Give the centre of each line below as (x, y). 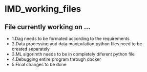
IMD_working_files (43, 9)
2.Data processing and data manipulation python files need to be (77, 44)
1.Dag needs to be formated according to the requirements (71, 38)
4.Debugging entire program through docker (56, 59)
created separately (31, 49)
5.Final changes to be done (39, 64)
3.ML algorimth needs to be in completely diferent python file (73, 54)
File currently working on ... (48, 27)
